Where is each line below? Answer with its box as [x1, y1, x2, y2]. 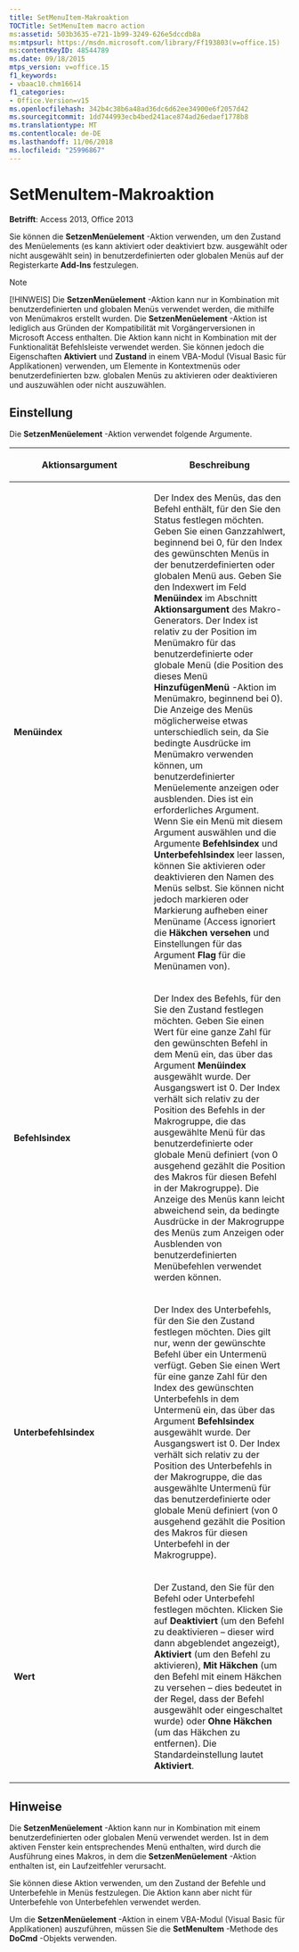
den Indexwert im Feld [154, 581, 247, 593]
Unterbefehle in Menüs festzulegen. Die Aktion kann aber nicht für [9, 1888, 253, 1898]
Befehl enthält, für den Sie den [154, 503, 281, 516]
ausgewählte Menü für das [154, 1126, 266, 1138]
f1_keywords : [9, 71, 58, 80]
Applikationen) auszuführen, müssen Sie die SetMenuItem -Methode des [9, 1923, 279, 1934]
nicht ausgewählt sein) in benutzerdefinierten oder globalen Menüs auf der [9, 250, 285, 261]
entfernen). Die [154, 1737, 217, 1749]
